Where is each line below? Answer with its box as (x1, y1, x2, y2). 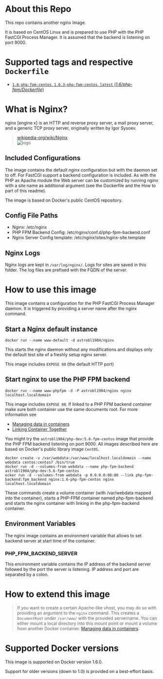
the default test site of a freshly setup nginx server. (5, 352, 108, 358)
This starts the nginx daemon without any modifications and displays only (5, 346, 153, 352)
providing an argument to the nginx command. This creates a (17, 610, 140, 616)
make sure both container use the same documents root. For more (5, 406, 138, 412)
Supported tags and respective (5, 57, 133, 68)
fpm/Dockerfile (12, 87, 43, 92)
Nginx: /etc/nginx (12, 224, 47, 230)
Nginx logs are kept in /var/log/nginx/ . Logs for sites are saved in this (5, 262, 146, 268)
